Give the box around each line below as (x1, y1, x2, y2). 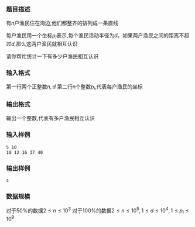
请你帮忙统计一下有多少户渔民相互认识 (6, 53, 98, 60)
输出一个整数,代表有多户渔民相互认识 (6, 115, 95, 122)
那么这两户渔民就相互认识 (15, 40, 78, 47)
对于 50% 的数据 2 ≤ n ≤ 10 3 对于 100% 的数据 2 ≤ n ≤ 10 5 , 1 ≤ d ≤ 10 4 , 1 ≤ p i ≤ (6, 206, 189, 215)
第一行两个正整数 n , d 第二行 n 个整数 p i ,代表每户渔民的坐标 (6, 83, 143, 92)
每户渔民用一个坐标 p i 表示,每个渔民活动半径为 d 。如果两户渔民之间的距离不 (6, 32, 184, 40)
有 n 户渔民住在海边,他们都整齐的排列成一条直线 (6, 19, 119, 27)
